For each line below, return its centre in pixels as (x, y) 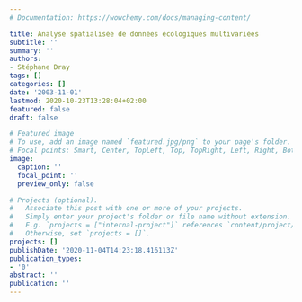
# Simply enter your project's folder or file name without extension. (151, 217)
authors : (26, 59)
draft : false (34, 118)
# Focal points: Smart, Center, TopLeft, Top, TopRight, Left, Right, (144, 151)
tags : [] (26, 76)
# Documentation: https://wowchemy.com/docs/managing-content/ (130, 18)
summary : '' (31, 50)
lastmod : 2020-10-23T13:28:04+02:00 (78, 101)
